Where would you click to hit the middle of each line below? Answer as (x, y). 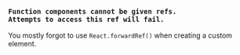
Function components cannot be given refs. (93, 11)
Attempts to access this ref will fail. (86, 19)
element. (22, 44)
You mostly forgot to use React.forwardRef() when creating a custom (120, 35)
